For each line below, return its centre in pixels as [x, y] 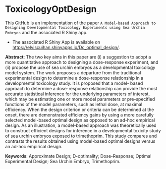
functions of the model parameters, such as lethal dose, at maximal [74, 104]
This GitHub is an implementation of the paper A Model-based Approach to [81, 23]
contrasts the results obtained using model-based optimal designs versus [80, 141]
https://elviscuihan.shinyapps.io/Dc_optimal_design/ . [66, 47]
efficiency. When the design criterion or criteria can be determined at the [80, 110]
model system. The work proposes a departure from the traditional [73, 72]
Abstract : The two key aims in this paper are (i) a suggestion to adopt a [78, 57]
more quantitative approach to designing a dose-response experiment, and [82, 62]
